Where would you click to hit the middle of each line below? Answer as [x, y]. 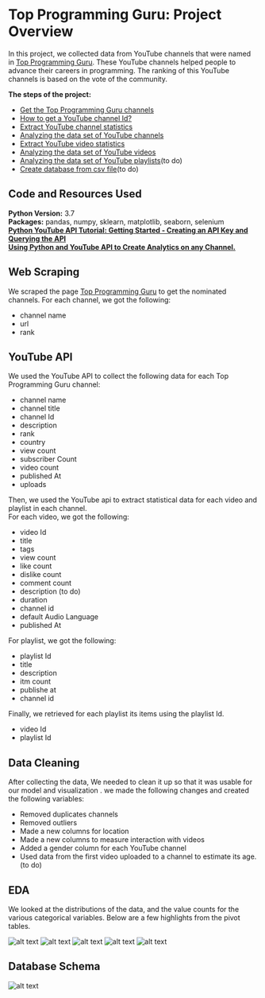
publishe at [38, 690]
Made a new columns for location [74, 831]
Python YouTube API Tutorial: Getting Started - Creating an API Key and [128, 230]
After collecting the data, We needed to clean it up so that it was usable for [130, 782]
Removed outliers [48, 823]
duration [33, 600]
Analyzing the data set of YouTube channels [92, 135]
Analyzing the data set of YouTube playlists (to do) [101, 160]
